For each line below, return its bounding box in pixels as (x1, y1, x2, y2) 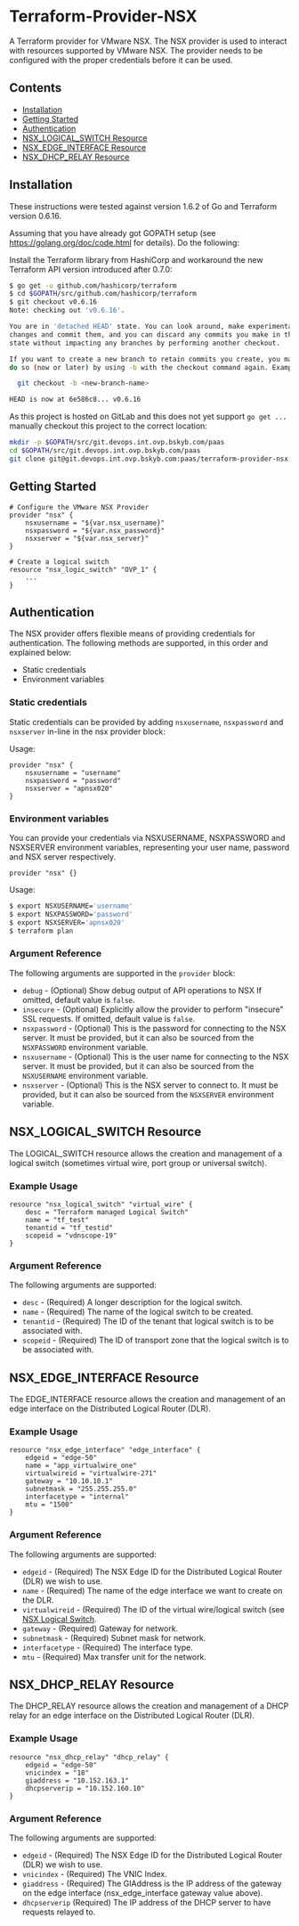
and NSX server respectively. (9, 852, 117, 862)
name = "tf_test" (25, 1215, 90, 1224)
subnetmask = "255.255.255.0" (25, 1485, 138, 1494)
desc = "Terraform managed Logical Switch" (25, 1207, 190, 1217)
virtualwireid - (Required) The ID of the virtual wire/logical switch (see (21, 1604, 285, 1614)
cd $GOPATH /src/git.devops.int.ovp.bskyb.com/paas (9, 446, 201, 455)
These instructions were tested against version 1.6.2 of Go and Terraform (9, 200, 278, 211)
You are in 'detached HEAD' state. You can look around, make (9, 322, 245, 331)
